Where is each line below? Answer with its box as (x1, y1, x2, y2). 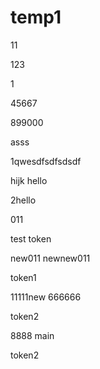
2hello (10, 194, 37, 206)
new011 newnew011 (10, 252, 91, 264)
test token (10, 232, 52, 245)
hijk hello (10, 174, 48, 186)
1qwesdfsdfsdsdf (10, 155, 82, 167)
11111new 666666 (10, 291, 82, 303)
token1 (10, 271, 37, 283)
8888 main (10, 329, 55, 341)
